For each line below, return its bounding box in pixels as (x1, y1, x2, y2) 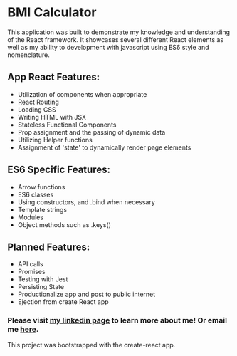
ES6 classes (17, 190, 54, 199)
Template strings (17, 205, 68, 214)
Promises (17, 268, 46, 276)
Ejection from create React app (17, 298, 109, 306)
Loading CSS (17, 105, 57, 114)
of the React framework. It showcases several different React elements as (7, 35, 224, 43)
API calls (17, 260, 44, 268)
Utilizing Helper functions (17, 135, 93, 144)
